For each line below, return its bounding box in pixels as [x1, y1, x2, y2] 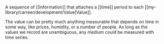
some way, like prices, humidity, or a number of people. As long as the [5, 24, 148, 30]
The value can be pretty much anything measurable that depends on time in [5, 19, 159, 24]
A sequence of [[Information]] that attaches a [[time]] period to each [5, 4, 144, 10]
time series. [5, 34, 29, 40]
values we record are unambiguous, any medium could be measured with [5, 29, 154, 35]
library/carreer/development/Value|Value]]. [5, 9, 92, 15]
